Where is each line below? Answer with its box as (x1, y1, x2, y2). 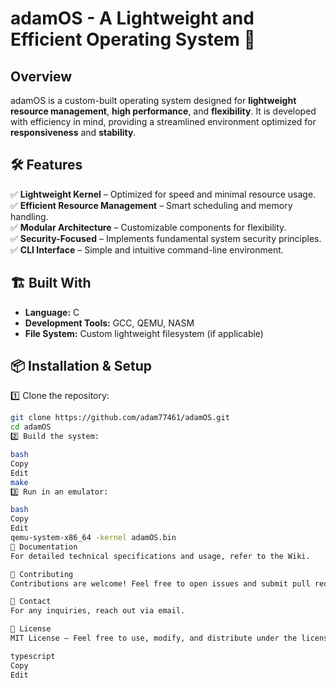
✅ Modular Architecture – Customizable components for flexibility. (10, 221, 287, 233)
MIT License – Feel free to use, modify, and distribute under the (10, 633, 298, 644)
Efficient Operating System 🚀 (10, 28, 256, 51)
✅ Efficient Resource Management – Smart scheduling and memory (10, 199, 293, 211)
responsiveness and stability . (10, 127, 137, 138)
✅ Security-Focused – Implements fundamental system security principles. (10, 232, 322, 244)
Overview (10, 68, 73, 85)
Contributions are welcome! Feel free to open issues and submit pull (10, 578, 311, 589)
